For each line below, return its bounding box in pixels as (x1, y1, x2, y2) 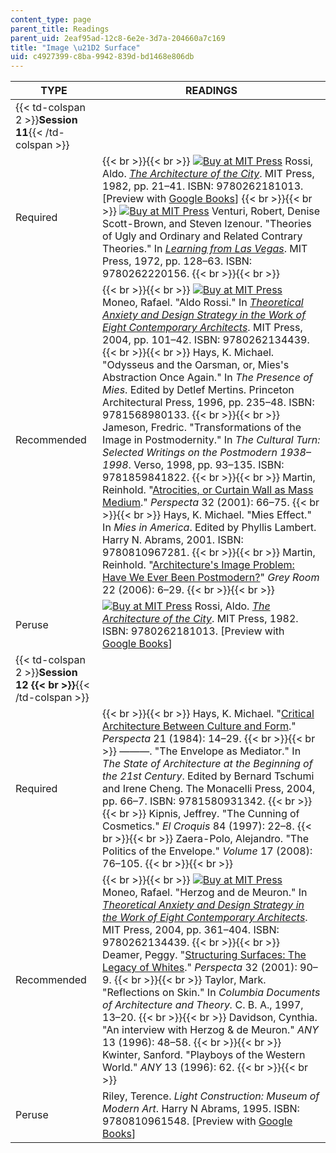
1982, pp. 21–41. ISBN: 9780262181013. (102, 179, 304, 193)
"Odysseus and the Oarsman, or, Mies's (102, 358, 290, 372)
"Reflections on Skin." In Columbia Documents (102, 986, 321, 1000)
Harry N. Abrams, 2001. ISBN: (102, 533, 244, 547)
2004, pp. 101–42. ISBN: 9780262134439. (102, 333, 310, 347)
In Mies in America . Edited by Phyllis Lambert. (102, 521, 317, 535)
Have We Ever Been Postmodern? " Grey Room (102, 571, 320, 585)
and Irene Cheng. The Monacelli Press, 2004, (102, 782, 316, 796)
